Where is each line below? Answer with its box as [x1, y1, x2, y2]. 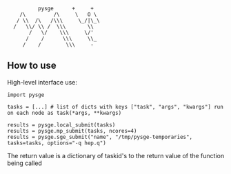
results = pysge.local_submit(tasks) [7, 121, 116, 129]
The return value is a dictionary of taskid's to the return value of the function [7, 151, 225, 160]
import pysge [7, 91, 45, 98]
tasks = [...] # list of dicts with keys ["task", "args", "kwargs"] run [7, 103, 224, 110]
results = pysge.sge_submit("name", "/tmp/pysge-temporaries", [7, 133, 193, 140]
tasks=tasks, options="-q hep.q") [7, 140, 107, 146]
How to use [7, 60, 57, 72]
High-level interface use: [7, 78, 78, 86]
